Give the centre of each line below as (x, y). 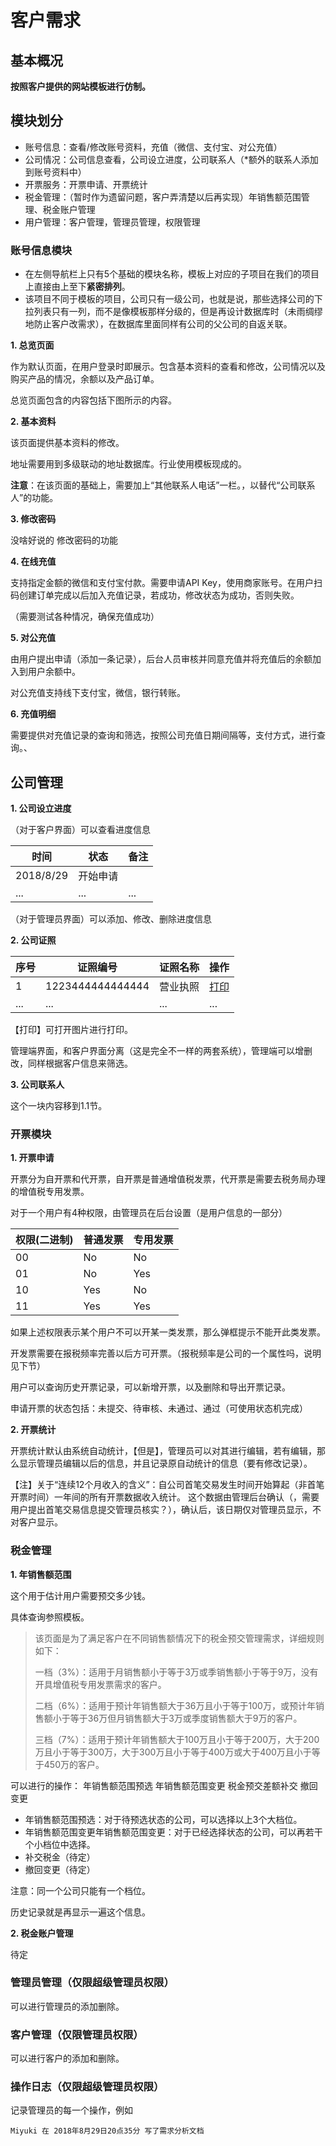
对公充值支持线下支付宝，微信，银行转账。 (98, 693)
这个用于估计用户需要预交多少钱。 (80, 1595)
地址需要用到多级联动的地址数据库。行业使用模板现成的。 (128, 464)
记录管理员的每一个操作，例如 (71, 2110)
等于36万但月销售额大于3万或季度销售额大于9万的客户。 (186, 1718)
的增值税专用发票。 (50, 1192)
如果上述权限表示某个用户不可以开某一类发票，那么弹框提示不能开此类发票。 (168, 1332)
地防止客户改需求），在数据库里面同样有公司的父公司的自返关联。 (158, 324)
